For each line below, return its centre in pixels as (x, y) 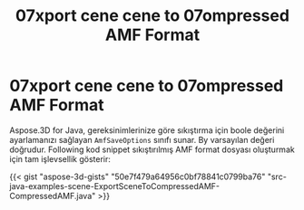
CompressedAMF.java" (53, 196)
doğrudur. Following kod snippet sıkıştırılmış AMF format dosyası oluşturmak (152, 149)
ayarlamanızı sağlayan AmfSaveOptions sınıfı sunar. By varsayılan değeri (142, 139)
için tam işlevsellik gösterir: (60, 158)
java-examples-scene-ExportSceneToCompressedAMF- (115, 186)
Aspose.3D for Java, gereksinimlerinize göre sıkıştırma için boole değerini (147, 130)
